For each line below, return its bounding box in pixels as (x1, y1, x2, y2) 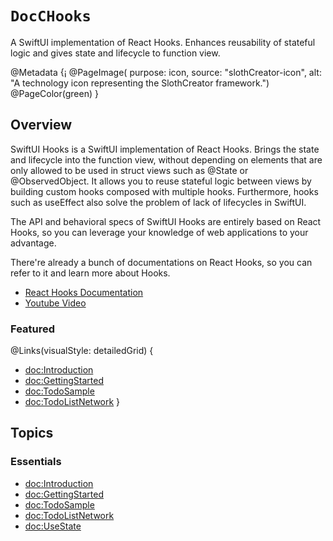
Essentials (10, 455, 62, 469)
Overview (10, 117, 73, 134)
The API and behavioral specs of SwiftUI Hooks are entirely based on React (10, 215, 322, 227)
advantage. (10, 237, 57, 249)
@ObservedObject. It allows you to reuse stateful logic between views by (10, 175, 312, 187)
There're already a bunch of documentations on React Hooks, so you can (10, 256, 313, 268)
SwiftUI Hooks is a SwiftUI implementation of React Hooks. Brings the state (10, 143, 320, 155)
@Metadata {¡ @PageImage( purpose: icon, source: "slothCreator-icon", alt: (10, 66, 322, 78)
